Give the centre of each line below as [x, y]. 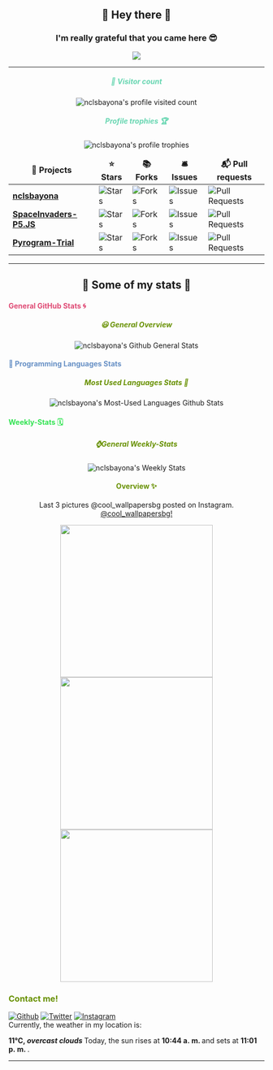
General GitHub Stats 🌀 [48, 305]
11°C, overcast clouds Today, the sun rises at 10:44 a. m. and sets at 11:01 [133, 1041]
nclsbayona [36, 196]
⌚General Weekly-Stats [136, 444]
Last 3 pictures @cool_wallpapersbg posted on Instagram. [136, 505]
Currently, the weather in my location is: [75, 1025]
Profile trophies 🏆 [136, 121]
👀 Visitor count [136, 81]
